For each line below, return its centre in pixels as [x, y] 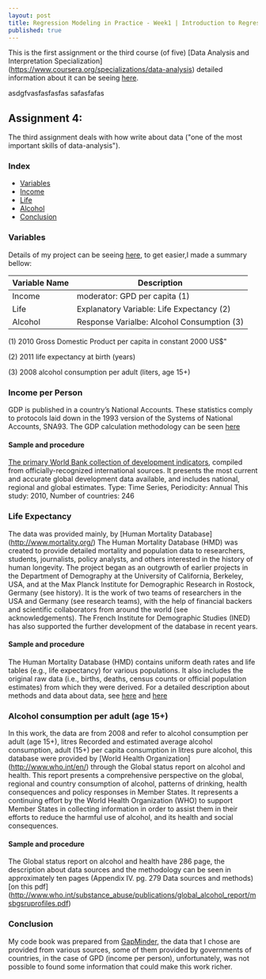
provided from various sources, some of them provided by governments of [130, 950]
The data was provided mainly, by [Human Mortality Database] [110, 533]
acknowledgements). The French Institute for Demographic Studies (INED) [129, 617]
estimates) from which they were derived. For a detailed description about [129, 687]
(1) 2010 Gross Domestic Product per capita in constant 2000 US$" [118, 341]
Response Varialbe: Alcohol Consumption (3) [160, 321]
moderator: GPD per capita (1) [133, 296]
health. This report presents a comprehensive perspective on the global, [126, 776]
